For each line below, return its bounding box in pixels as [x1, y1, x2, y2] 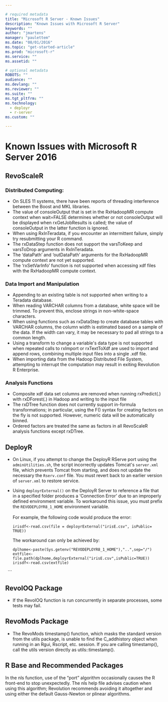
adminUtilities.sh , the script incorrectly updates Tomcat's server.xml [12, 462, 158, 468]
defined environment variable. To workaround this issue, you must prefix [12, 498, 163, 504]
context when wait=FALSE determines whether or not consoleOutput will [12, 214, 163, 220]
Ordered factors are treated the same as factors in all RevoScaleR [12, 423, 148, 429]
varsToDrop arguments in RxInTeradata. [12, 246, 94, 252]
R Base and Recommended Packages [5, 661, 124, 670]
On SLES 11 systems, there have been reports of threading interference [12, 198, 159, 204]
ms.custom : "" [5, 114, 35, 120]
